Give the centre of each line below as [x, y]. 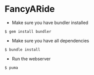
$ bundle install [23, 50]
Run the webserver [31, 59]
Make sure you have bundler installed [50, 23]
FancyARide [30, 9]
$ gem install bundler [28, 31]
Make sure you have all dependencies [50, 41]
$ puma [11, 68]
